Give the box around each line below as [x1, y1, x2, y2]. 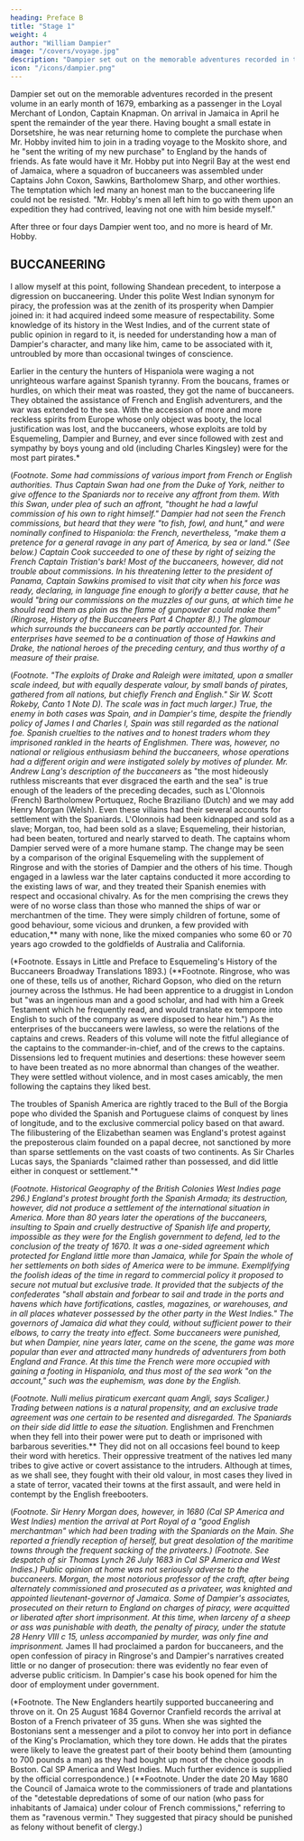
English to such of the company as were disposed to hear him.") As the [10, 1013, 274, 1024]
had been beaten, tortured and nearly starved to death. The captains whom [10, 832, 290, 843]
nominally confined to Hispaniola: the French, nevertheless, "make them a [10, 527, 287, 538]
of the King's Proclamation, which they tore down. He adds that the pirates [10, 1734, 288, 1745]
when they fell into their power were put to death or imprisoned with [10, 1431, 263, 1442]
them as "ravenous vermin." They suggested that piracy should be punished [10, 1811, 293, 1822]
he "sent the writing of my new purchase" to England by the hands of [10, 146, 268, 156]
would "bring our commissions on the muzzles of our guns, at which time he [10, 594, 294, 606]
